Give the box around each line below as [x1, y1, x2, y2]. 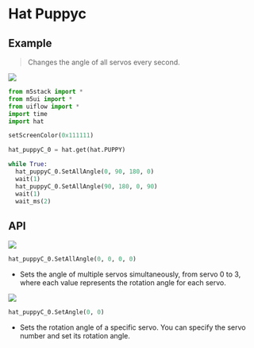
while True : [8, 160, 48, 168]
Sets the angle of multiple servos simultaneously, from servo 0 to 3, [19, 269, 241, 279]
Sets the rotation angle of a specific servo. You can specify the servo [19, 323, 246, 332]
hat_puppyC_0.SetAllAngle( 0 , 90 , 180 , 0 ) [15, 168, 155, 176]
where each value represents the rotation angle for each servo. [19, 278, 226, 288]
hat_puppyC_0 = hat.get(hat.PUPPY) [8, 146, 126, 154]
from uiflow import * [8, 102, 80, 110]
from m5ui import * [8, 95, 73, 103]
